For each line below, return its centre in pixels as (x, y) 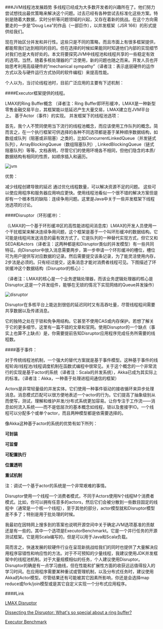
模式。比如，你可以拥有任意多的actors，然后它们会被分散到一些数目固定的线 (81, 502)
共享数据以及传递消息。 (28, 311)
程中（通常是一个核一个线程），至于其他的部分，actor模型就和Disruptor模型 (80, 508)
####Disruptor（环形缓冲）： (33, 215)
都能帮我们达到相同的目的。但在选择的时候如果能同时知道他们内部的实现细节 (81, 48)
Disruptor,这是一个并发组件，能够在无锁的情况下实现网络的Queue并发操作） (81, 285)
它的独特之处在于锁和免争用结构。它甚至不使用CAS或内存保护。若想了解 (77, 321)
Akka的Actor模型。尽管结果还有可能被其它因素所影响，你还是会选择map (77, 578)
